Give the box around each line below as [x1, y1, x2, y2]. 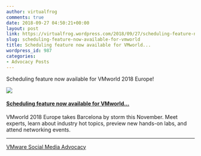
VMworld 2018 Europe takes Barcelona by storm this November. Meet [6, 113, 178, 120]
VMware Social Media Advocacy [6, 143, 87, 150]
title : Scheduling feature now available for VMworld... [6, 42, 151, 48]
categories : [6, 53, 36, 59]
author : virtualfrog [6, 8, 58, 15]
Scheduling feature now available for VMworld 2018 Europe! [6, 75, 154, 82]
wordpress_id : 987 [6, 48, 52, 54]
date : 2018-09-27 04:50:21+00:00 [6, 20, 90, 26]
